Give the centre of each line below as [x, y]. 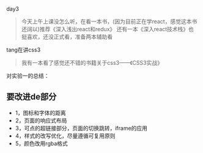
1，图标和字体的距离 [40, 113]
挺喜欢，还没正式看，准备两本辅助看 [67, 37]
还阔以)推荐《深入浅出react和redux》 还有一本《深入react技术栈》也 [108, 29]
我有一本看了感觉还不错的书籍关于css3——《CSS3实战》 [92, 63]
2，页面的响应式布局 [41, 120]
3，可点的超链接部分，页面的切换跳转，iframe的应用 [81, 128]
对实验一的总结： [28, 76]
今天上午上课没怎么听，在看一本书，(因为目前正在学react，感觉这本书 [109, 21]
